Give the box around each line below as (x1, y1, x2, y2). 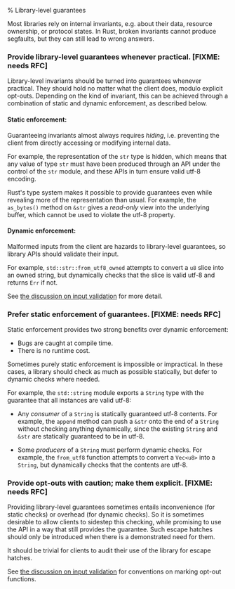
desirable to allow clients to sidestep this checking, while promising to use (7, 518, 222, 526)
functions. (7, 575, 36, 583)
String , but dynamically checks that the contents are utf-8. (17, 460, 188, 469)
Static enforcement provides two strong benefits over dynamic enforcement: (7, 325, 229, 333)
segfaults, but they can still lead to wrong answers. (7, 34, 154, 43)
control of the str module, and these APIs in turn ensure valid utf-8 (7, 167, 201, 175)
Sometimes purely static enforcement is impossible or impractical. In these (7, 360, 223, 368)
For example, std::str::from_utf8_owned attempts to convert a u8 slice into (7, 263, 224, 271)
